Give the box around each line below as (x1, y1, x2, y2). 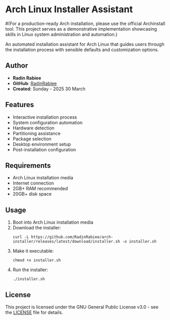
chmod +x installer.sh (12, 258, 61, 263)
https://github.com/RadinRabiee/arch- (31, 234, 114, 240)
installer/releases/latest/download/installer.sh (12, 239, 121, 244)
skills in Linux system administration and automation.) (5, 31, 118, 37)
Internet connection (12, 180, 54, 186)
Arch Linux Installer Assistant (5, 4, 133, 15)
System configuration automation (12, 119, 83, 125)
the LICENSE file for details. (5, 309, 64, 315)
